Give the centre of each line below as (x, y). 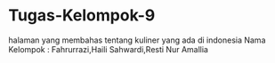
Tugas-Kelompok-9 (82, 16)
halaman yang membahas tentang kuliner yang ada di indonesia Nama (137, 40)
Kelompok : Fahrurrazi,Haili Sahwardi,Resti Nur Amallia (108, 49)
